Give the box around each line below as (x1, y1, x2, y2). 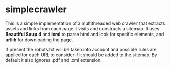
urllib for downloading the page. (5, 37, 73, 43)
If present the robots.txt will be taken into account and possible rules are (5, 46, 157, 52)
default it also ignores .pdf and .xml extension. (5, 57, 103, 63)
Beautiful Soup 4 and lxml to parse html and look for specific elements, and (5, 31, 164, 37)
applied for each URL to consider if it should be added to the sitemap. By (5, 52, 157, 58)
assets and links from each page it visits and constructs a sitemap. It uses (5, 25, 160, 31)
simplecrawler (5, 4, 67, 15)
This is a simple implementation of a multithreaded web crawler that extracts (5, 20, 165, 26)
